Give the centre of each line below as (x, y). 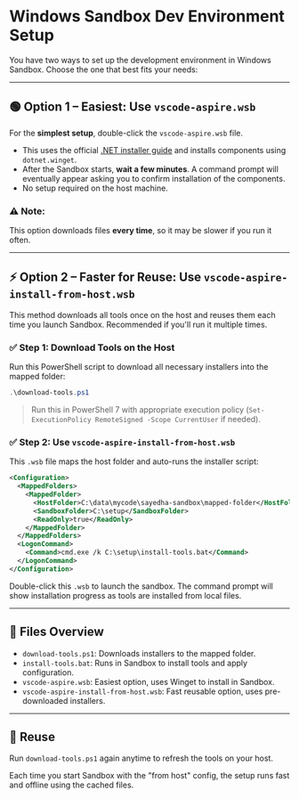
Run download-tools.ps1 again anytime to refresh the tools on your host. (141, 758)
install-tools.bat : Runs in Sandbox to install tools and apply (134, 663)
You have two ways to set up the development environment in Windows (140, 60)
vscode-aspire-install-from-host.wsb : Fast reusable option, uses (142, 691)
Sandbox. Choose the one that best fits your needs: (104, 69)
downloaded (45, 700)
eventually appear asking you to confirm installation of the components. (154, 178)
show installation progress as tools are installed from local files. (125, 595)
